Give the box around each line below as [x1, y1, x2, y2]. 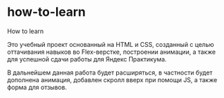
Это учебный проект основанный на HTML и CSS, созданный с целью [7, 40, 214, 48]
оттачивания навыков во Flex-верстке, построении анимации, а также [7, 48, 216, 56]
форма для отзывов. [7, 83, 67, 91]
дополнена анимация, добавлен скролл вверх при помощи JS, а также [7, 75, 218, 84]
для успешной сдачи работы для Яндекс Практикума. [7, 55, 167, 63]
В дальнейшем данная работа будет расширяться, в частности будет [7, 68, 213, 77]
